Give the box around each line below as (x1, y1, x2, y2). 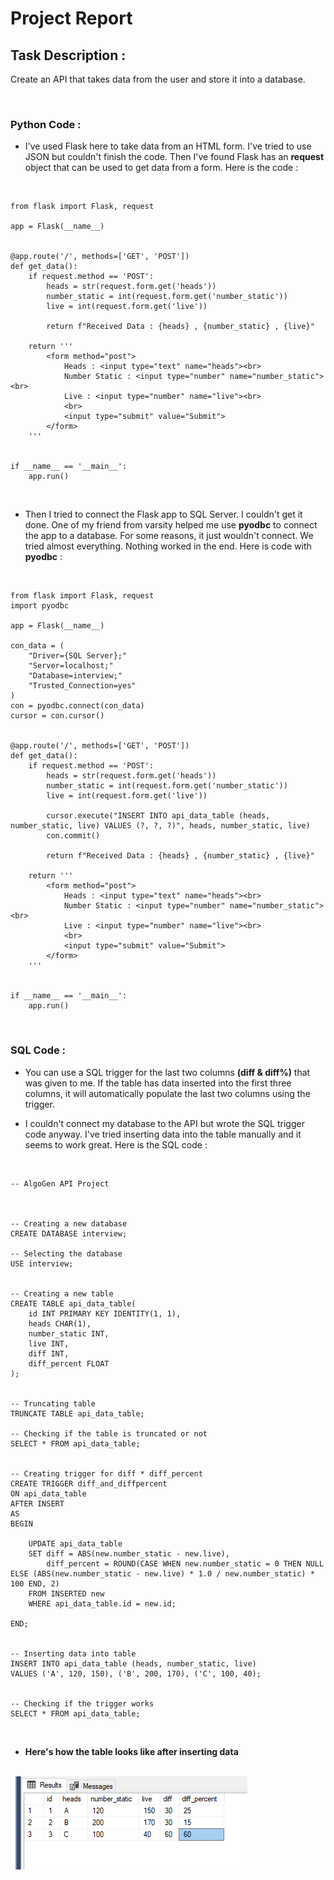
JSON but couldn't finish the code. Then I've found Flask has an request (24, 151, 325, 163)
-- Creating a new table (10, 1288, 114, 1299)
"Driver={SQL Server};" (28, 651, 128, 661)
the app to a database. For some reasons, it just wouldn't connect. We (24, 530, 314, 542)
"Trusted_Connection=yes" (28, 681, 137, 691)
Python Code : (10, 117, 82, 131)
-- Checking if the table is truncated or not (10, 1428, 208, 1439)
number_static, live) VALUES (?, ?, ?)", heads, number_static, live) (10, 821, 311, 831)
